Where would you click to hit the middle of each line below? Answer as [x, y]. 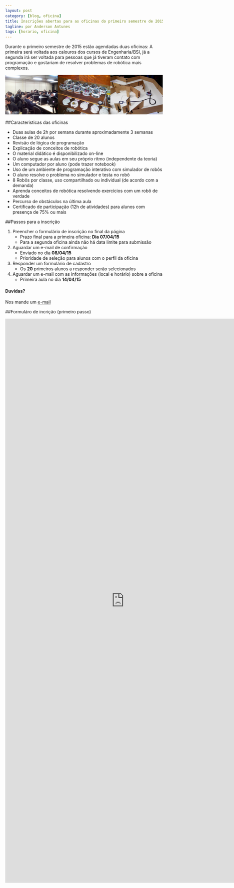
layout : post [19, 11]
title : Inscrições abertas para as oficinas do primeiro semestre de [79, 21]
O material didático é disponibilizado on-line [58, 153]
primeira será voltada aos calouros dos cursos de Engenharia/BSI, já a [77, 52]
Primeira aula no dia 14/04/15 [50, 280]
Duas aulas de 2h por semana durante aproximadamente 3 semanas [83, 132]
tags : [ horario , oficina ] [32, 32]
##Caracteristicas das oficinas [37, 122]
